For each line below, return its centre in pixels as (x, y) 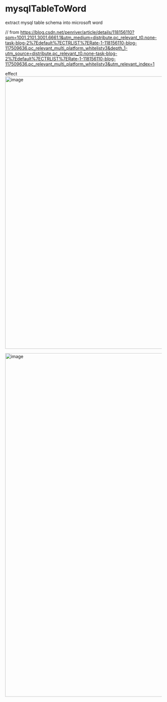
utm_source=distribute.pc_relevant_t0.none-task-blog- (61, 53)
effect (11, 73)
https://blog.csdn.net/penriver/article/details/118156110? (77, 32)
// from (12, 32)
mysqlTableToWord (46, 9)
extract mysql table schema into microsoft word (54, 22)
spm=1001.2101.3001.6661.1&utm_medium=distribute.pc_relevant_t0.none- (81, 37)
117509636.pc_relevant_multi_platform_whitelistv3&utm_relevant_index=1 (80, 64)
